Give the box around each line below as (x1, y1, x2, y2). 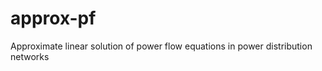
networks (10, 50, 50, 62)
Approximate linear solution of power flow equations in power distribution (10, 40, 313, 52)
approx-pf (10, 7, 97, 30)
